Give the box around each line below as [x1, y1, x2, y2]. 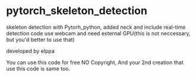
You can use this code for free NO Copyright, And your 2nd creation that [6, 59, 184, 66]
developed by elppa [6, 47, 55, 54]
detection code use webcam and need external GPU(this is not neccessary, [6, 29, 191, 36]
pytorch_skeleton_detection [6, 4, 147, 18]
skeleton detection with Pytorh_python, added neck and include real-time [6, 24, 186, 31]
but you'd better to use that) [6, 36, 75, 43]
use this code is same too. [6, 65, 71, 72]
